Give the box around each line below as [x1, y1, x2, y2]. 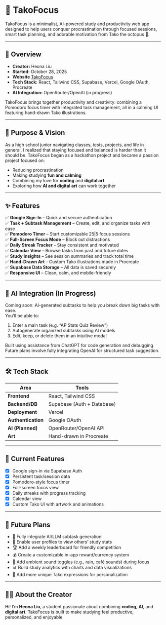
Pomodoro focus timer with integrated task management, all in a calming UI [5, 104, 159, 110]
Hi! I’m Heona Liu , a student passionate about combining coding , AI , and [5, 603, 154, 609]
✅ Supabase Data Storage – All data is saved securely [5, 264, 116, 271]
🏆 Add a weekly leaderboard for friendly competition [12, 545, 122, 550]
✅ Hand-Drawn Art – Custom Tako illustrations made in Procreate [5, 259, 139, 265]
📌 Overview [5, 50, 41, 59]
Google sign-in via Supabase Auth [12, 468, 83, 473]
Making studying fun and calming [12, 172, 82, 178]
